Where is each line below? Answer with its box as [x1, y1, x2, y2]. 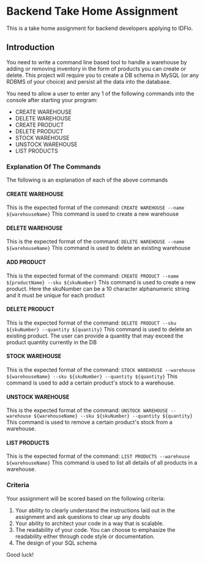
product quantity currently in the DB [6, 338, 97, 346]
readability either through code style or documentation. [15, 532, 155, 540]
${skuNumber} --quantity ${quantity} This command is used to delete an [6, 325, 192, 333]
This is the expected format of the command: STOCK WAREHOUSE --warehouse [6, 366, 196, 373]
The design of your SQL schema [15, 539, 97, 546]
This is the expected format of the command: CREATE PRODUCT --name [6, 272, 179, 279]
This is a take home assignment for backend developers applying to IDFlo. [6, 24, 193, 32]
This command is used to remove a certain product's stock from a [6, 419, 173, 426]
